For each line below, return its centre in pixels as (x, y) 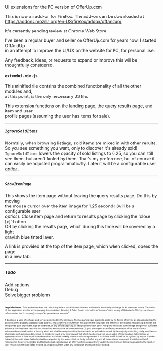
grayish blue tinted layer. (30, 237)
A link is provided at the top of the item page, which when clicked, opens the (81, 246)
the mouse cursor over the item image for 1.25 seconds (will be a (70, 206)
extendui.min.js (21, 76)
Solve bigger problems (28, 295)
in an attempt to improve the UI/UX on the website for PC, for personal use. (80, 51)
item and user (19, 111)
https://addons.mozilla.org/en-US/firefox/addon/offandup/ (63, 22)
